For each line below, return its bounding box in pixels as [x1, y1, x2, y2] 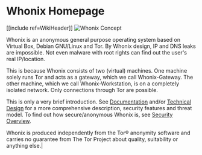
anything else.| [6, 142, 43, 149]
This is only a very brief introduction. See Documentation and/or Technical [6, 98, 191, 105]
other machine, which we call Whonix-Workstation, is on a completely [6, 80, 180, 87]
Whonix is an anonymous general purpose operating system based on [6, 36, 181, 43]
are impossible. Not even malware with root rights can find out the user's [6, 48, 187, 56]
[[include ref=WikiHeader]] [6, 24, 74, 31]
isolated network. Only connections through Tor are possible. [6, 86, 159, 93]
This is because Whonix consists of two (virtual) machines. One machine [6, 67, 188, 74]
